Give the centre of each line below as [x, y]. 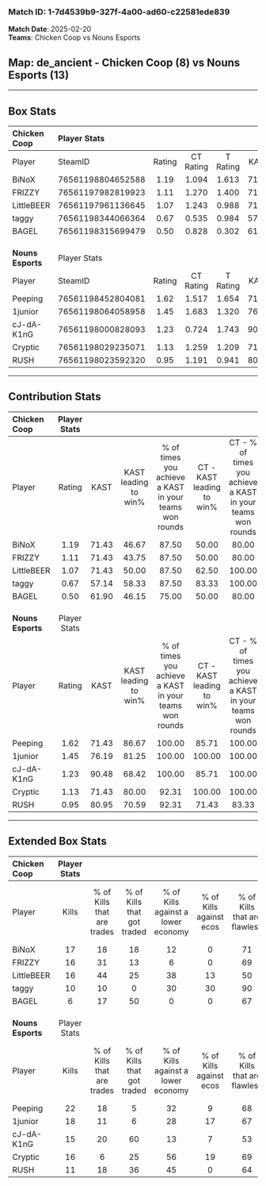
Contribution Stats [55, 397]
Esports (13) [39, 75]
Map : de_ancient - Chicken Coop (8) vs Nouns [124, 62]
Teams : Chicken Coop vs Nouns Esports [74, 37]
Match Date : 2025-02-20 [50, 29]
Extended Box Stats [57, 841]
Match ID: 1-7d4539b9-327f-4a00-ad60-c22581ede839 [119, 12]
